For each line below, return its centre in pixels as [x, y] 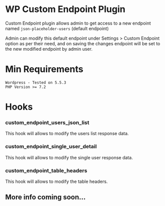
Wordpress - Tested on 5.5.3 [36, 82]
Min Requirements [44, 69]
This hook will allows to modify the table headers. [57, 181]
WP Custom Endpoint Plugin [65, 9]
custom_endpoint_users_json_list [47, 123]
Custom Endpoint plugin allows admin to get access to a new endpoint [78, 23]
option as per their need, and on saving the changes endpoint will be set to [83, 43]
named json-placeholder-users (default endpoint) [57, 28]
